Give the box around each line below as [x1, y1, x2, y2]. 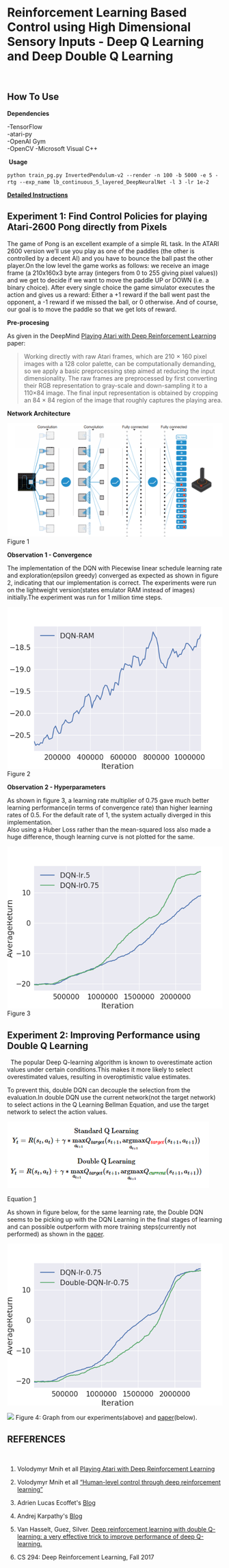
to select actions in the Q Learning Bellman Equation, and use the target [7, 1100, 209, 1109]
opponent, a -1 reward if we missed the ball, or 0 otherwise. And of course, [7, 298, 219, 306]
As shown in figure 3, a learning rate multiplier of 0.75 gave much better [7, 797, 210, 805]
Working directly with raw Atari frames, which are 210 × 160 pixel [23, 352, 207, 361]
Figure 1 [7, 538, 29, 546]
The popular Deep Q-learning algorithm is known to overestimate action [10, 1058, 213, 1067]
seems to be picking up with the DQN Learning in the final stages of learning [7, 1216, 222, 1224]
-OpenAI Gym [7, 137, 46, 145]
